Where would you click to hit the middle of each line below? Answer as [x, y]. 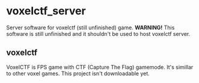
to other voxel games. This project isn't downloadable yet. [78, 73]
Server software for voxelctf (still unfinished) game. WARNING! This [90, 27]
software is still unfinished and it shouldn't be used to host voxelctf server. [98, 33]
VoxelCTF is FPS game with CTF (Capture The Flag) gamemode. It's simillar [100, 67]
